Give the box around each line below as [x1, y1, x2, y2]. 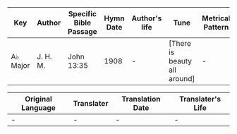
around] [169, 74, 195, 83]
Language [20, 103, 56, 112]
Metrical [202, 13, 231, 23]
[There [169, 39, 192, 48]
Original [24, 95, 53, 104]
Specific [68, 9, 97, 18]
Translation [121, 95, 161, 104]
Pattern [203, 23, 229, 32]
